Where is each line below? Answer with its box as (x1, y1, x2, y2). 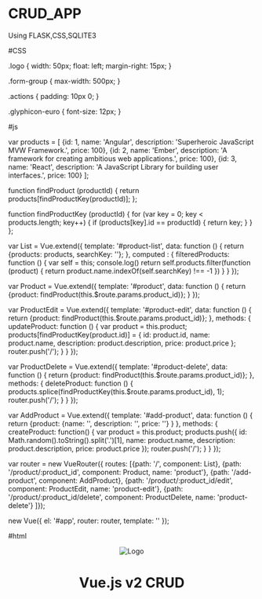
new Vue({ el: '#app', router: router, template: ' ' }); (8, 516, 170, 525)
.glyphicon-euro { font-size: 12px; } (8, 107, 122, 116)
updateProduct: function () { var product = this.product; (8, 321, 187, 331)
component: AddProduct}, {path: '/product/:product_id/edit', (38, 476, 234, 485)
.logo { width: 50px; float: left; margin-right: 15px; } (8, 60, 172, 71)
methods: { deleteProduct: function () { (8, 378, 133, 388)
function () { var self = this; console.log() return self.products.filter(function (8, 257, 251, 267)
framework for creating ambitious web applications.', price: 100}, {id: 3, (8, 154, 238, 163)
